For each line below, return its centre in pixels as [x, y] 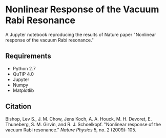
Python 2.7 [24, 68]
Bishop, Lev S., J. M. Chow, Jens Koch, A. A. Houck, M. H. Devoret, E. [79, 119]
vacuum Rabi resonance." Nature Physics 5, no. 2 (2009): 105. [71, 130]
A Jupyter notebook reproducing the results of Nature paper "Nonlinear [81, 34]
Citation [18, 106]
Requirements [28, 56]
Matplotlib [23, 90]
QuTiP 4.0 [23, 74]
